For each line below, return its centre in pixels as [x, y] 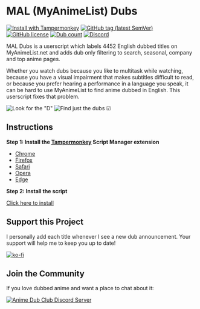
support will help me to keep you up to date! [61, 243]
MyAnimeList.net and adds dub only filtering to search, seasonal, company [99, 52]
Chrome [25, 153]
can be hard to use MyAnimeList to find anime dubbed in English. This [93, 90]
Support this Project [45, 222]
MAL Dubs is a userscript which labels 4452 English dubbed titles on [92, 46]
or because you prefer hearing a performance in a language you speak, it [97, 84]
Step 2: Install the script [37, 191]
